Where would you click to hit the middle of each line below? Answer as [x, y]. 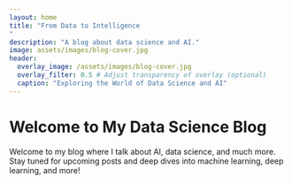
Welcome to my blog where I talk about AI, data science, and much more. [142, 151]
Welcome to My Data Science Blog [138, 127]
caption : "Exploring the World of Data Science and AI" [122, 83]
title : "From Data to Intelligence [75, 26]
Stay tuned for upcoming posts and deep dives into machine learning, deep [146, 161]
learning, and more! [45, 170]
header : [23, 58]
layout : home [33, 17]
